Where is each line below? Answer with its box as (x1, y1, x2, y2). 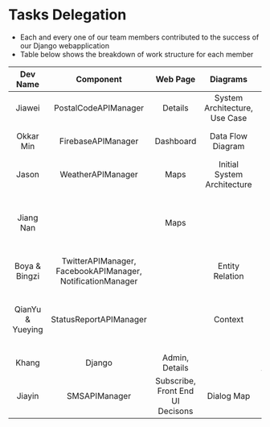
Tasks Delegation (8, 6, 127, 24)
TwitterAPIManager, (61, 255, 137, 267)
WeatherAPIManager (59, 168, 138, 180)
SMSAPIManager (67, 390, 131, 401)
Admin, (162, 352, 189, 363)
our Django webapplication (19, 40, 110, 50)
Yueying (12, 324, 43, 335)
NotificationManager (59, 276, 138, 287)
